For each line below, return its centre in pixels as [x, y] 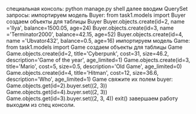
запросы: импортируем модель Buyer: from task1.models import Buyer [96, 15]
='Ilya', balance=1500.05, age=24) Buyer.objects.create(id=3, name [90, 28]
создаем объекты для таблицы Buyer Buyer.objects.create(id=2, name [96, 21]
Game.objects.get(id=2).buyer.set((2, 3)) [57, 86]
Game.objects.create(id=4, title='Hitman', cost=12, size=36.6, [82, 73]
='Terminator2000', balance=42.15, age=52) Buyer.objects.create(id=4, [95, 34]
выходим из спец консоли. [41, 105]
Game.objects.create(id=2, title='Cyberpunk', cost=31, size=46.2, [88, 53]
